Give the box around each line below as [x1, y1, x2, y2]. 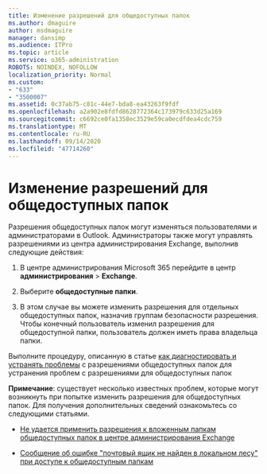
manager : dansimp [8, 33, 66, 42]
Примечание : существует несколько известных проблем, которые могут [8, 383, 259, 394]
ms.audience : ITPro [8, 41, 73, 49]
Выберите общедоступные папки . [19, 287, 138, 297]
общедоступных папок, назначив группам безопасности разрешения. [19, 311, 258, 321]
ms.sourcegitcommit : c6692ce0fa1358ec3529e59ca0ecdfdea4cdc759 [8, 115, 222, 123]
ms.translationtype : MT [8, 122, 87, 130]
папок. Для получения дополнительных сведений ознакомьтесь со [8, 401, 238, 410]
